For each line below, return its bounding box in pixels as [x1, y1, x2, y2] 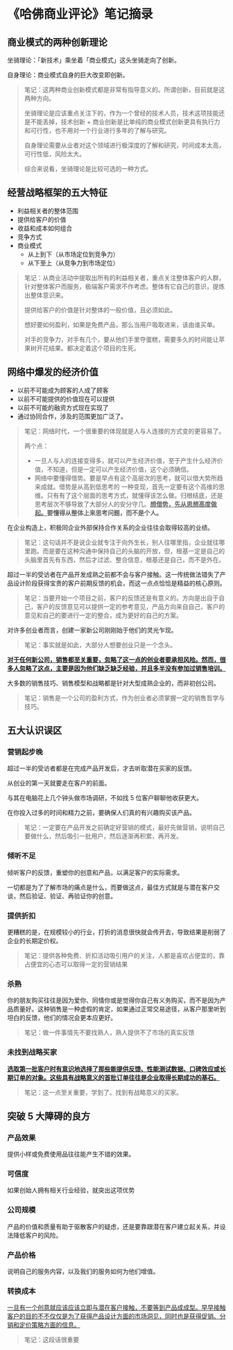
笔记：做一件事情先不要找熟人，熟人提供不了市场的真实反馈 [24, 1028, 195, 1036]
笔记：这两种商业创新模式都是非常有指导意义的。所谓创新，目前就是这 [24, 86, 225, 94]
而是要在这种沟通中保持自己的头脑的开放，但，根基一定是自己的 [42, 546, 225, 555]
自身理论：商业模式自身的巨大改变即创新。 [7, 71, 129, 79]
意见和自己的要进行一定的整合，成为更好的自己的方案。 [24, 611, 182, 619]
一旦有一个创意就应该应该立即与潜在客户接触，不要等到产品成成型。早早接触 [7, 1303, 226, 1312]
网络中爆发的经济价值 [7, 366, 98, 378]
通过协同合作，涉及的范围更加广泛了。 [17, 412, 127, 421]
